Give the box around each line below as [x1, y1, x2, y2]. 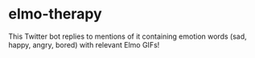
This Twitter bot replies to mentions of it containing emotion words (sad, [8, 31, 247, 41]
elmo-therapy [8, 5, 102, 23]
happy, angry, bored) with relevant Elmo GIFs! [8, 39, 160, 49]
